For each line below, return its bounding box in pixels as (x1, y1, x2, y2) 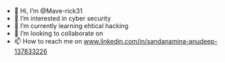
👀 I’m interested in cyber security (13, 14, 111, 23)
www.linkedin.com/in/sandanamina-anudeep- (83, 37, 218, 45)
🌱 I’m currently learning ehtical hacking (13, 22, 129, 30)
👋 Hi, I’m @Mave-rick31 (13, 7, 83, 15)
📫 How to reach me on (13, 37, 82, 45)
